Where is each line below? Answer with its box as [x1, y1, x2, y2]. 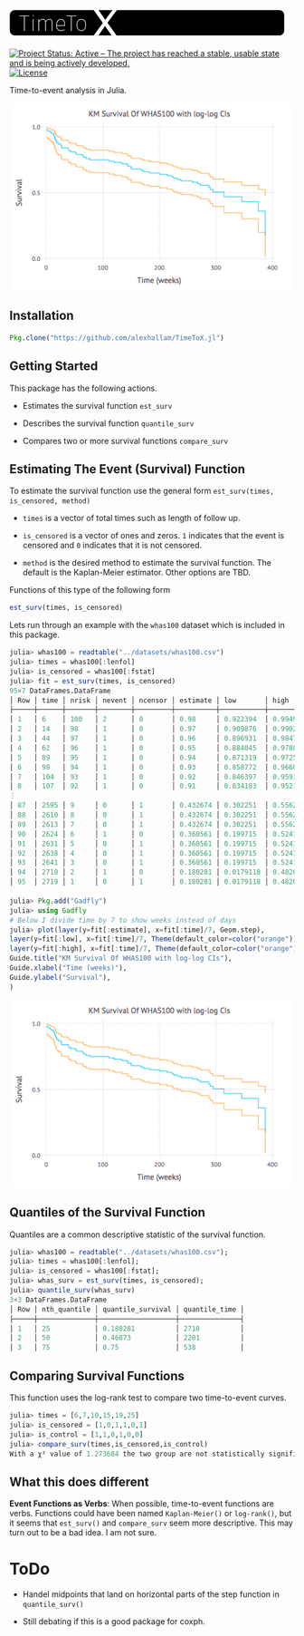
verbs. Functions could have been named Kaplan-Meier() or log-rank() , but [9, 1508, 292, 1519]
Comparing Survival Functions [9, 1368, 185, 1383]
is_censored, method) [9, 497, 91, 506]
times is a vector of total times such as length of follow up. [22, 513, 241, 524]
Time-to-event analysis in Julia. [9, 85, 127, 95]
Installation [9, 308, 74, 324]
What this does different [9, 1474, 149, 1489]
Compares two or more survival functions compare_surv [22, 435, 229, 446]
